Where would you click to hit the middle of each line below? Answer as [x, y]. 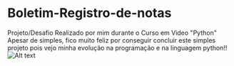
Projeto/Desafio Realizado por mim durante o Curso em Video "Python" [112, 33]
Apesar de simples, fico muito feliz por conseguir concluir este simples [112, 40]
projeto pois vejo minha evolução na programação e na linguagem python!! [117, 48]
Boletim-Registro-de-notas [90, 13]
